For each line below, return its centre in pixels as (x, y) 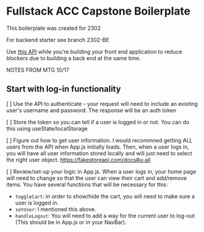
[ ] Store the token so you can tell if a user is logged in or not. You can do (98, 122)
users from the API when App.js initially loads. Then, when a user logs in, (98, 147)
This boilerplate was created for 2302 (54, 28)
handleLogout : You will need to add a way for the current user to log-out (105, 216)
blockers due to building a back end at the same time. (74, 58)
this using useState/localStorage (47, 128)
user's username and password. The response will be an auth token (91, 110)
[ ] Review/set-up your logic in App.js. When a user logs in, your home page (101, 171)
